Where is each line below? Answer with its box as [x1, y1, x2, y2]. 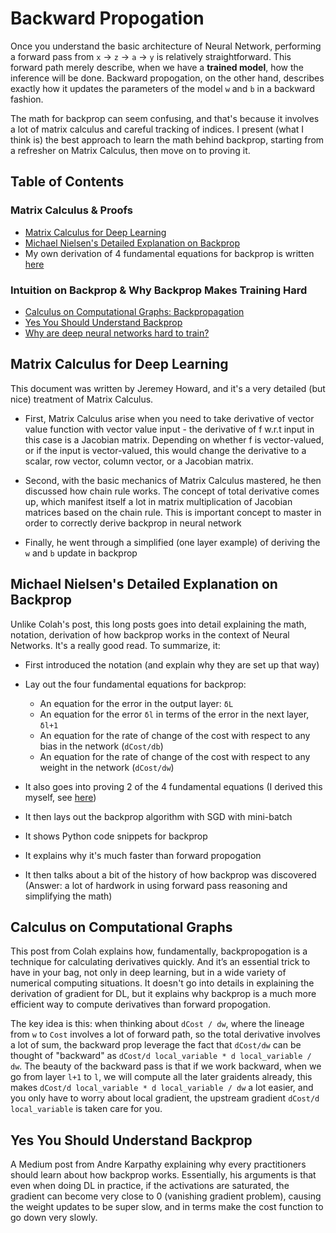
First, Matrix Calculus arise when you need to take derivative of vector [24, 412, 315, 424]
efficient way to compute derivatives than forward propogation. [10, 998, 272, 1011]
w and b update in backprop [24, 547, 138, 559]
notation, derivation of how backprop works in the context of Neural [10, 628, 290, 641]
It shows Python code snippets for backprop [24, 830, 208, 842]
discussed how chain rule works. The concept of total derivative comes [24, 485, 320, 497]
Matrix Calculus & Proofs [10, 203, 133, 217]
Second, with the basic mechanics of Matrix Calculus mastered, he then [24, 474, 322, 486]
